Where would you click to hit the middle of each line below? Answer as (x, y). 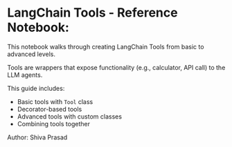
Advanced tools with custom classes (70, 116)
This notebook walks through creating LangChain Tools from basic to (106, 46)
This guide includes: (36, 88)
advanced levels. (31, 54)
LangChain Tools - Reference (92, 13)
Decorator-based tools (50, 109)
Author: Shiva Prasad (37, 137)
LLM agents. (25, 75)
